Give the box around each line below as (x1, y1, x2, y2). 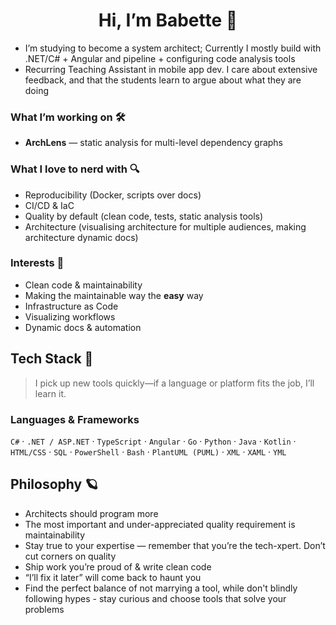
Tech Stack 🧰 (10, 350, 94, 368)
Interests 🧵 (10, 256, 65, 270)
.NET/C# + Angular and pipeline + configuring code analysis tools (24, 52, 296, 64)
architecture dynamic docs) (24, 231, 139, 243)
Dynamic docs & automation (24, 321, 142, 333)
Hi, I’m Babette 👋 (98, 9, 238, 32)
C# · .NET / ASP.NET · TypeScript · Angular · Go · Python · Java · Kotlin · (10, 435, 297, 447)
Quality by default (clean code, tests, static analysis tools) (24, 210, 264, 222)
